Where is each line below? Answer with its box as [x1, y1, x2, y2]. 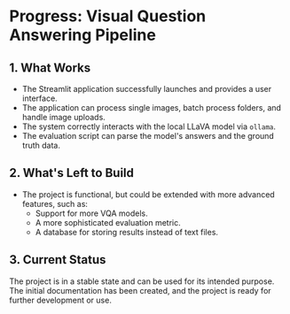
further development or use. [9, 295, 113, 305]
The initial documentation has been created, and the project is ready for [9, 285, 272, 295]
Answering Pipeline [9, 25, 157, 45]
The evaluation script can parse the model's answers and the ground [21, 131, 275, 141]
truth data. [21, 140, 60, 150]
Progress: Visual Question [9, 6, 207, 27]
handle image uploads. [21, 112, 106, 122]
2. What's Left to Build [9, 165, 135, 180]
